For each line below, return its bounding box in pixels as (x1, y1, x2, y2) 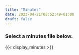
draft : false (5, 16, 32, 21)
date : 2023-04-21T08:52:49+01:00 (5, 12, 75, 17)
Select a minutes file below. (5, 33, 73, 40)
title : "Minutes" (5, 7, 41, 12)
